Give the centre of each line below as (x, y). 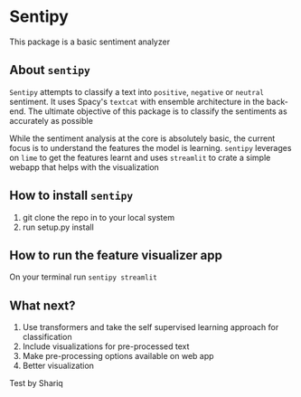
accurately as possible (51, 120)
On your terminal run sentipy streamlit (84, 277)
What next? (42, 305)
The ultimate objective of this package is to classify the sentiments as (157, 111)
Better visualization (58, 366)
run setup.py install (58, 227)
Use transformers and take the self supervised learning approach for (150, 327)
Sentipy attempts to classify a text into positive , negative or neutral (137, 91)
